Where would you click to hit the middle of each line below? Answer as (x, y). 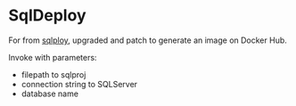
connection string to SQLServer (79, 84)
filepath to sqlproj (53, 74)
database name (50, 94)
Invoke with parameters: (53, 57)
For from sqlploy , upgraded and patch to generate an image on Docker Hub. (148, 40)
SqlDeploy (47, 16)
